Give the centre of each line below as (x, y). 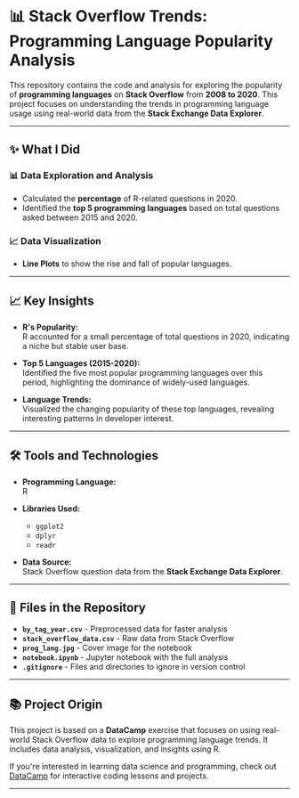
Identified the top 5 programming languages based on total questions (151, 208)
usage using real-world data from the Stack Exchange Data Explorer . (137, 113)
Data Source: (47, 562)
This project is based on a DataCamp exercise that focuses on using (135, 730)
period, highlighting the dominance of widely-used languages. (136, 382)
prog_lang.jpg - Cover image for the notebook (107, 648)
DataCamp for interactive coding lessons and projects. (109, 776)
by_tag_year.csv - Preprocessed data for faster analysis (125, 629)
